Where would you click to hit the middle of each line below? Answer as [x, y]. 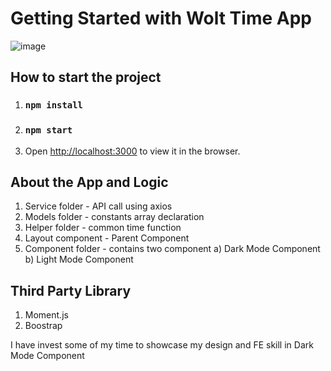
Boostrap [43, 326]
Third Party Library [71, 290]
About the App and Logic [89, 182]
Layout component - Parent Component [107, 238]
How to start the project [86, 77]
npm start [48, 130]
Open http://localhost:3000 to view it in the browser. [132, 151]
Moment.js [46, 315]
